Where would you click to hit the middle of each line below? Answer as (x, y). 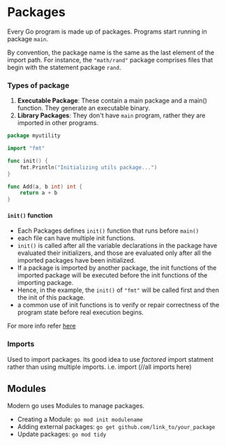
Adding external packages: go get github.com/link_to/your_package (116, 426)
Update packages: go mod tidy (62, 434)
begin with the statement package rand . (64, 67)
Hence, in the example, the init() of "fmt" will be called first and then (118, 290)
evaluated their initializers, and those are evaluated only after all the (114, 253)
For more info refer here (42, 326)
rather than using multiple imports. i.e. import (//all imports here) (99, 367)
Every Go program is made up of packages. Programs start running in (107, 31)
